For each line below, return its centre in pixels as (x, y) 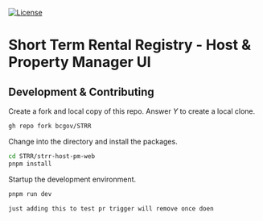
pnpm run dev (30, 194)
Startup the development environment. (72, 179)
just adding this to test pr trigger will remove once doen (111, 208)
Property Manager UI (80, 63)
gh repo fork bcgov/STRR (50, 126)
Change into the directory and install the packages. (93, 141)
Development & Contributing (81, 92)
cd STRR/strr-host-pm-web (51, 156)
